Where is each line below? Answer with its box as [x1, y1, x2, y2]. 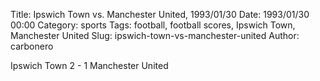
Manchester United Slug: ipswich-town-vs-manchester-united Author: [10, 30, 300, 41]
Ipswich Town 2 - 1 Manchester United [10, 60, 169, 71]
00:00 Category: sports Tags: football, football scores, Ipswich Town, [10, 19, 296, 31]
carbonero [10, 40, 54, 52]
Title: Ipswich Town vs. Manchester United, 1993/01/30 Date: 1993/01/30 [10, 9, 310, 20]
